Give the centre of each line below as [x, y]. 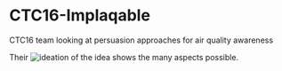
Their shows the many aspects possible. [124, 57]
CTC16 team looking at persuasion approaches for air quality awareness [141, 40]
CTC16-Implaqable [80, 16]
